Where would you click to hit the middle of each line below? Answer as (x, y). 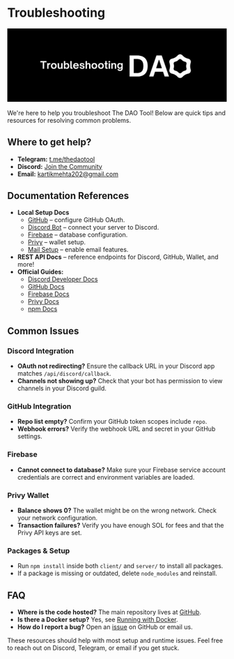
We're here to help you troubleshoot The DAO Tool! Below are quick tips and (117, 112)
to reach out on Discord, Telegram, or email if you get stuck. (93, 648)
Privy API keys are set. (49, 533)
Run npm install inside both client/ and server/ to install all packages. (120, 566)
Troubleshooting (56, 13)
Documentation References (68, 196)
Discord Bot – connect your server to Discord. (93, 228)
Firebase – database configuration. (78, 235)
